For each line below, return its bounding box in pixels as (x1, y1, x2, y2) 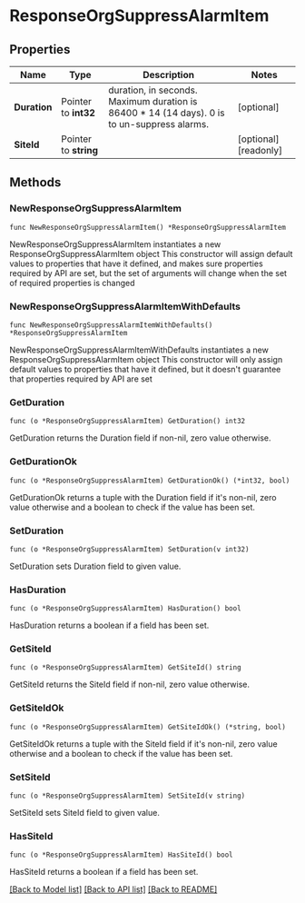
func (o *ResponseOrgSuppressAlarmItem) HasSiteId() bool (9, 850, 233, 859)
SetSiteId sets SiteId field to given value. (9, 808, 161, 819)
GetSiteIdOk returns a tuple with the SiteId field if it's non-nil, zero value (9, 738, 279, 749)
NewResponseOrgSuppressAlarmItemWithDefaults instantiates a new (9, 344, 270, 355)
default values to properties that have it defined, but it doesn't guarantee (9, 363, 281, 374)
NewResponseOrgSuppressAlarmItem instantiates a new (9, 238, 221, 250)
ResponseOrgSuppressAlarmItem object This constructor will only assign (9, 353, 283, 364)
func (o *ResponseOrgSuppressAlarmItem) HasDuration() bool (9, 604, 242, 613)
